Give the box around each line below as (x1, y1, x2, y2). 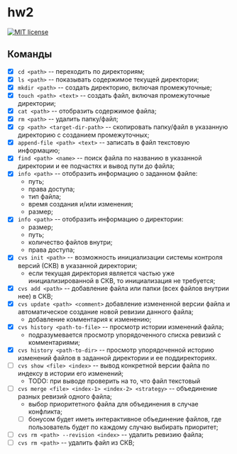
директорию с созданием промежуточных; (17, 131, 150, 139)
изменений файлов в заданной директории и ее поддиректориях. (17, 353, 218, 362)
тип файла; (28, 192, 62, 201)
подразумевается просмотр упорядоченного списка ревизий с (28, 331, 221, 339)
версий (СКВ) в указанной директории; (17, 261, 138, 270)
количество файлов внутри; (28, 238, 113, 247)
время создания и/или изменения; (28, 200, 133, 209)
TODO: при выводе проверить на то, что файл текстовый (28, 377, 201, 385)
